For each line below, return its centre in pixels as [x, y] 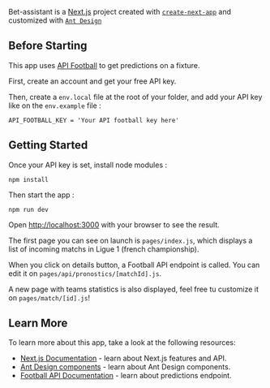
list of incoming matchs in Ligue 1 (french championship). [104, 249]
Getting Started [48, 145]
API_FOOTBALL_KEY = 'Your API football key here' [94, 120]
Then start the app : [41, 195]
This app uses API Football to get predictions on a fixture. [104, 65]
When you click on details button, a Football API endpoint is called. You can [134, 265]
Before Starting [48, 46]
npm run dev [28, 209]
